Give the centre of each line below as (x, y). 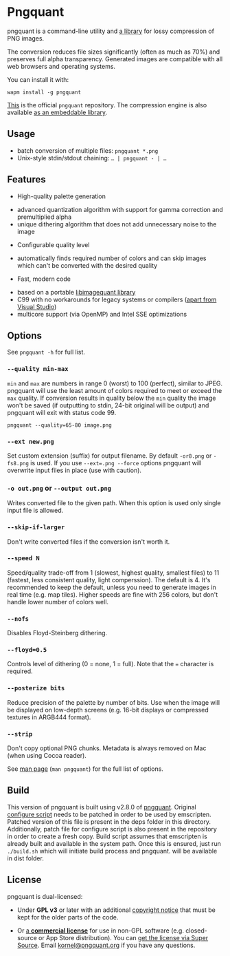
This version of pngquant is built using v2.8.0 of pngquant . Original (102, 807)
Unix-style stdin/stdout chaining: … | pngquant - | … (92, 158)
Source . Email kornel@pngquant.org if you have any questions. (106, 945)
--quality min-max (38, 369)
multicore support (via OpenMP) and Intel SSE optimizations (102, 314)
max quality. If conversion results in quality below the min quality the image (112, 398)
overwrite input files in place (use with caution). (74, 470)
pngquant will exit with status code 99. (62, 412)
